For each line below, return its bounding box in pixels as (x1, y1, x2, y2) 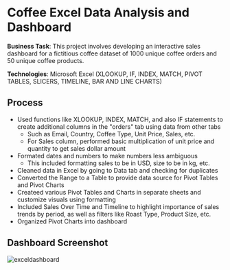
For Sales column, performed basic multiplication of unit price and (27, 137, 215, 145)
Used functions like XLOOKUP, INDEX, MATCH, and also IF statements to (16, 115, 223, 123)
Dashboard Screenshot (7, 237, 108, 249)
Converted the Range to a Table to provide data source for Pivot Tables (16, 173, 218, 182)
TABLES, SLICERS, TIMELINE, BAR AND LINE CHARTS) (7, 77, 163, 85)
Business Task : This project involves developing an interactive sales (7, 42, 201, 50)
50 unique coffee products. (7, 56, 84, 64)
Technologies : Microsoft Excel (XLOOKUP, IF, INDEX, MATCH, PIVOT (7, 70, 203, 78)
